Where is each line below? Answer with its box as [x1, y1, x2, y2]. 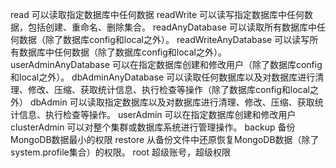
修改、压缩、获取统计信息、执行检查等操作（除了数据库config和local [27, 84, 310, 95]
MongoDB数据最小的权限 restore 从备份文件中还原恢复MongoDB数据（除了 [10, 134, 320, 145]
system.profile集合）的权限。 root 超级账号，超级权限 [10, 146, 231, 158]
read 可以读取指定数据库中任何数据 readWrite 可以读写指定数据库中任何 [10, 9, 305, 20]
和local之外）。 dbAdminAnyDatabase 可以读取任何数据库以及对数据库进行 [10, 71, 316, 83]
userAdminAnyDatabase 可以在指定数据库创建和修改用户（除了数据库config [10, 59, 323, 70]
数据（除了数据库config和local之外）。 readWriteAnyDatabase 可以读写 [18, 34, 310, 45]
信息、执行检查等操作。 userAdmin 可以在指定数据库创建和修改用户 [18, 109, 297, 120]
